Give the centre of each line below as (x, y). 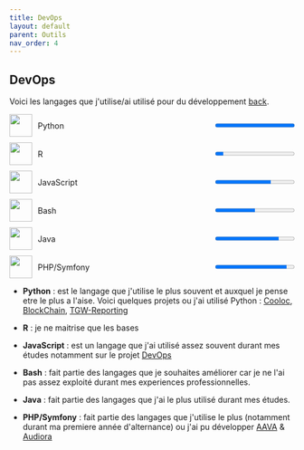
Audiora (37, 436)
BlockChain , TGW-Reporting (75, 311)
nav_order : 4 (34, 43)
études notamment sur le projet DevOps (97, 355)
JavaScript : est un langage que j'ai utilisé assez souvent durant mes (151, 346)
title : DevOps (36, 18)
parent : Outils (38, 34)
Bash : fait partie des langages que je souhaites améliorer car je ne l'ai (153, 373)
